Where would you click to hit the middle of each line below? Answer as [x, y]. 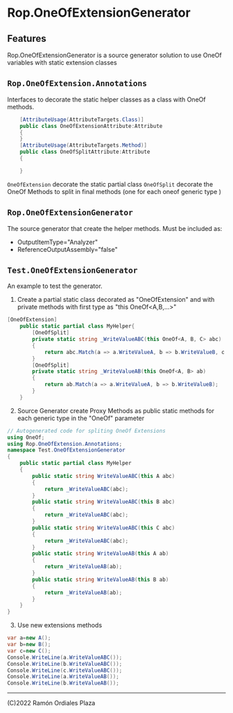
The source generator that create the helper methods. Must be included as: [115, 228]
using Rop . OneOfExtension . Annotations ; [65, 444]
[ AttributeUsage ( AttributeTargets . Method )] [84, 145]
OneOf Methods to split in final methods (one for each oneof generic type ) [114, 191]
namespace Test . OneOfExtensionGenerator [67, 450]
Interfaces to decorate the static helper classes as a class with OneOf [106, 99]
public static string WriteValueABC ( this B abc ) [104, 502]
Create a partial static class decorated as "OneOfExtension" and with [116, 300]
